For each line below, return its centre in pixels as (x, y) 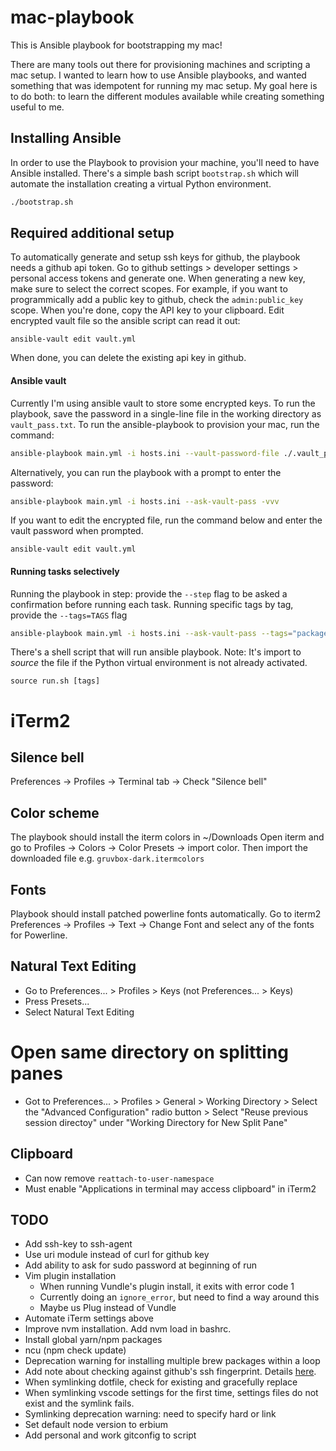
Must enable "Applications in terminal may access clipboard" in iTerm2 (170, 1188)
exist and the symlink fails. (79, 1403)
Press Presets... (57, 1001)
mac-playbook (72, 17)
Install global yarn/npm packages (93, 1340)
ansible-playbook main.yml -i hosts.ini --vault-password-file (145, 453)
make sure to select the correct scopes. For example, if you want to (149, 289)
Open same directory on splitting (150, 1052)
